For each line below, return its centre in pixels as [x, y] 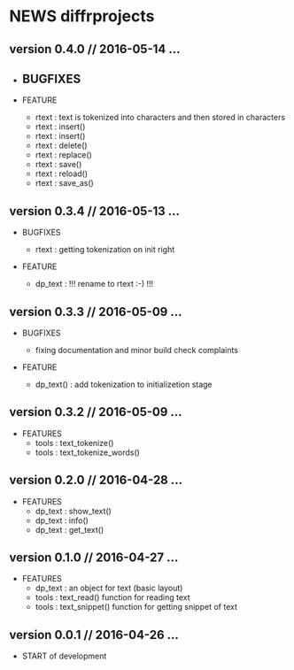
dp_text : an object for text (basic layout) [109, 588]
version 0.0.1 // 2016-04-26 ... [94, 635]
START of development [64, 656]
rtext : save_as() [65, 183]
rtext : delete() [61, 146]
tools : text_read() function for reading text [112, 597]
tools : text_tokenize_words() [87, 452]
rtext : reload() [62, 173]
